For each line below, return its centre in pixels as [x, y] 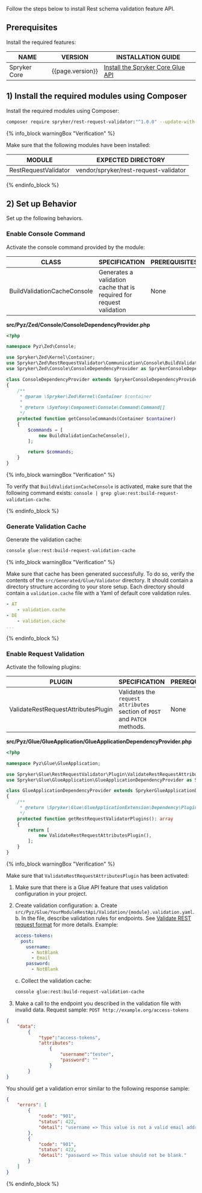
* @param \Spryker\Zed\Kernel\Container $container [86, 396]
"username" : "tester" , [87, 1054]
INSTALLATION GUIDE [148, 57]
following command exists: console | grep [59, 493]
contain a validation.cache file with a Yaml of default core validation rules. [99, 593]
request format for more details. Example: [66, 924]
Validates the [136, 691]
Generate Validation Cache [46, 527]
